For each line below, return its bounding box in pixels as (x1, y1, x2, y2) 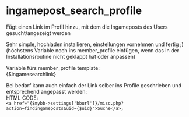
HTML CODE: (6, 94, 38, 101)
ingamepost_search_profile (6, 4, 142, 17)
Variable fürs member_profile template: (6, 64, 100, 71)
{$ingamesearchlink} (6, 70, 57, 77)
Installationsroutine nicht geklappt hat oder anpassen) (6, 53, 136, 60)
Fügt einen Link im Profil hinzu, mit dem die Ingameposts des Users (6, 23, 168, 30)
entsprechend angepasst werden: (6, 88, 87, 95)
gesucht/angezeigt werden (6, 29, 71, 36)
